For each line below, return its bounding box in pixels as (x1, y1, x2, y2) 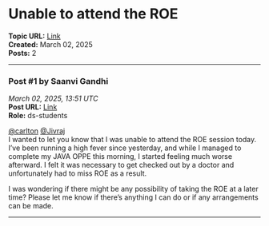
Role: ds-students (8, 111, 68, 121)
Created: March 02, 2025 (8, 39, 94, 49)
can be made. (8, 201, 54, 211)
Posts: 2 (8, 48, 37, 57)
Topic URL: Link (8, 31, 62, 41)
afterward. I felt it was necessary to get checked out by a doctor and (8, 161, 235, 170)
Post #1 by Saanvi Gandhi (8, 75, 109, 86)
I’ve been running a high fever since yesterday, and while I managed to (8, 143, 242, 153)
